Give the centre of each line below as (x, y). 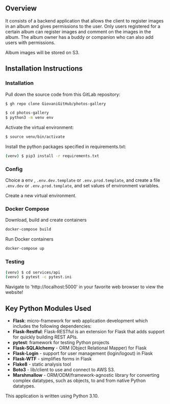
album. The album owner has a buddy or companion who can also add (79, 37)
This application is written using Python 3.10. (52, 396)
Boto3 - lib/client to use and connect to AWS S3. (64, 370)
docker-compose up (25, 249)
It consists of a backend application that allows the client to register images (84, 20)
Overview (21, 8)
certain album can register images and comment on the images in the (78, 31)
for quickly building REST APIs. (45, 337)
